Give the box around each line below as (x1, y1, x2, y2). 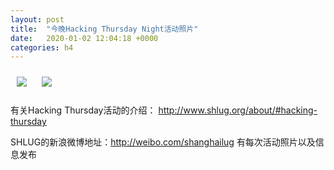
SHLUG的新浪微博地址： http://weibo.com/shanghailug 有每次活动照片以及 (10, 136, 316, 148)
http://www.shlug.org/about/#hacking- (158, 104, 318, 116)
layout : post (10, 14, 65, 25)
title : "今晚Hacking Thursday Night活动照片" (10, 24, 199, 34)
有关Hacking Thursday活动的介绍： (10, 104, 157, 116)
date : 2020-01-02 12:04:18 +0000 (10, 33, 159, 43)
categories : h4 (10, 42, 74, 53)
